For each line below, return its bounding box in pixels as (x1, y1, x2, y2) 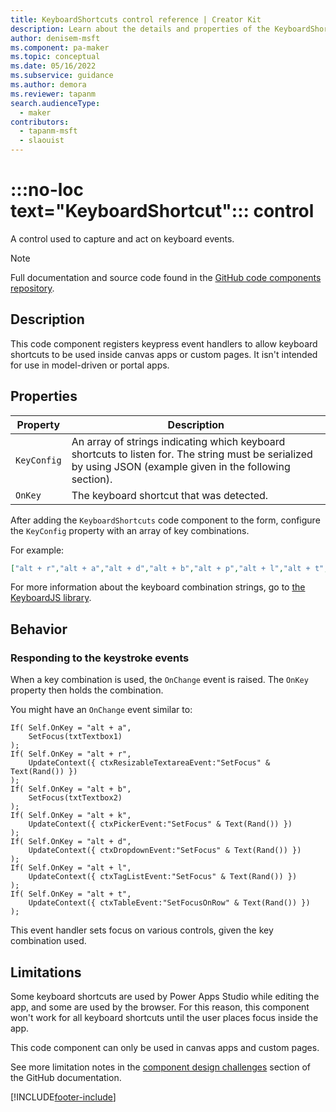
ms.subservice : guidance (10, 71, 114, 81)
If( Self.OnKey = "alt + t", (10, 889, 132, 900)
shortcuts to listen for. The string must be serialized (71, 447, 313, 461)
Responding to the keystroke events (10, 651, 190, 665)
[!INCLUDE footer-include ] (10, 1091, 117, 1103)
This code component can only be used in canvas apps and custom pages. (10, 1041, 320, 1053)
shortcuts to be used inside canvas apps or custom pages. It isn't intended (10, 348, 318, 360)
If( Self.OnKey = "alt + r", (10, 749, 132, 760)
